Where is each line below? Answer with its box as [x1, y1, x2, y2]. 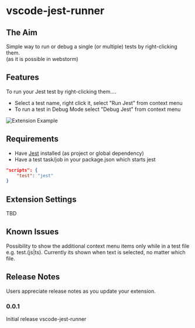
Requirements [6, 134, 59, 144]
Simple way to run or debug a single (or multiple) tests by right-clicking [6, 43, 177, 50]
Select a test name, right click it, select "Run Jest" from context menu [14, 99, 183, 106]
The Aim [6, 28, 38, 38]
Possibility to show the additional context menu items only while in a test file [6, 242, 190, 249]
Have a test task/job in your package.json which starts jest [14, 155, 156, 163]
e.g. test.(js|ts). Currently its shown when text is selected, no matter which [6, 248, 186, 256]
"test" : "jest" [16, 173, 54, 178]
